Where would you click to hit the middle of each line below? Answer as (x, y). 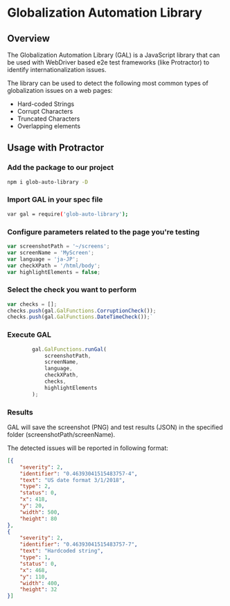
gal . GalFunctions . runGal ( (70, 349)
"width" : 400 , (40, 583)
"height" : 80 (38, 519)
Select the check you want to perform (72, 290)
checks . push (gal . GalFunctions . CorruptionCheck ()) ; (82, 311)
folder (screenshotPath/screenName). (61, 434)
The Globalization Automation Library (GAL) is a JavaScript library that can (114, 55)
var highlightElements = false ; (54, 272)
